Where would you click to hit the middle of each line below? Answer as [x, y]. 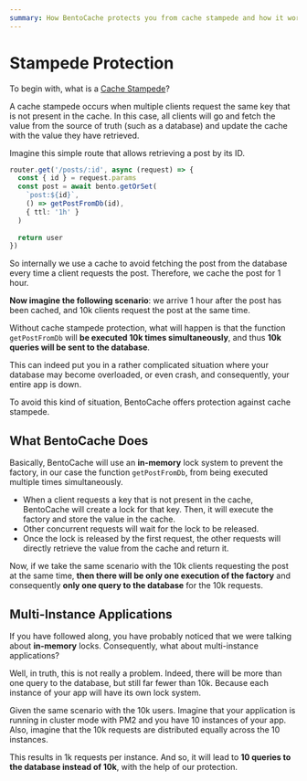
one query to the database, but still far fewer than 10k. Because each [139, 682]
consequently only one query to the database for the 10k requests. [136, 586]
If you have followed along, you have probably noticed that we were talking [151, 636]
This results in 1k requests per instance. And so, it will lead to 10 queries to [150, 757]
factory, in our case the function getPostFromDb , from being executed [139, 472]
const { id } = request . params [77, 178]
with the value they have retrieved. [74, 135]
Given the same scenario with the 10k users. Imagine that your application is [153, 710]
